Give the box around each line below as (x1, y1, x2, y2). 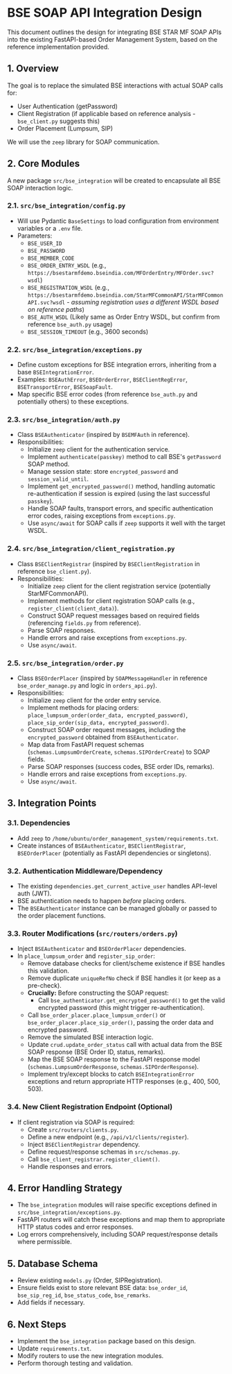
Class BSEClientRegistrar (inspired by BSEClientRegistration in (17, 559, 200, 568)
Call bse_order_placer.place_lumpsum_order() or (27, 1011, 166, 1019)
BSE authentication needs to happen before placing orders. (17, 897, 186, 905)
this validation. (27, 967, 69, 975)
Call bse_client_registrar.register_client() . (27, 1154, 161, 1163)
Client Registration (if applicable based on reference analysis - (17, 109, 196, 117)
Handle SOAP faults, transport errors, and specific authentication (27, 504, 213, 513)
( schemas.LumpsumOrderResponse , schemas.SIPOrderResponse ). (27, 1063, 199, 1071)
